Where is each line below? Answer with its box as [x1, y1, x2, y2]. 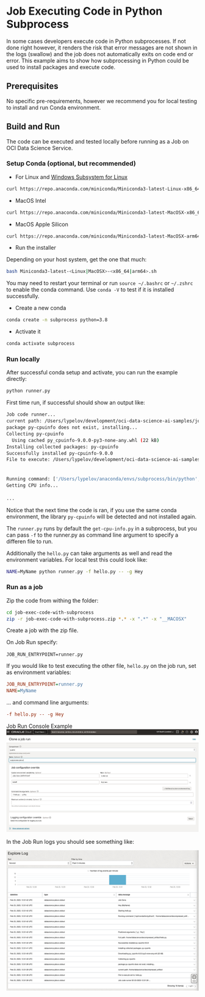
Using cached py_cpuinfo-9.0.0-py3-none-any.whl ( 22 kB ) [12, 437, 160, 443]
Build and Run [6, 121, 60, 132]
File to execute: [6, 457, 51, 463]
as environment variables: [6, 669, 71, 676]
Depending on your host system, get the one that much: [6, 256, 147, 263]
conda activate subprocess [6, 341, 75, 347]
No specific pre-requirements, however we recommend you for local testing [6, 97, 197, 104]
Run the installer [15, 244, 57, 252]
